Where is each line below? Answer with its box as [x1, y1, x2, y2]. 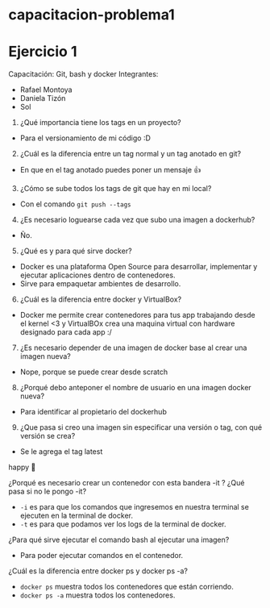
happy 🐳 [8, 462, 36, 473]
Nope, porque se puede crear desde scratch [19, 367, 168, 377]
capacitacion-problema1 [8, 6, 175, 24]
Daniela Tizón [19, 94, 66, 103]
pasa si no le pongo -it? [8, 486, 87, 497]
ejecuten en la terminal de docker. [19, 510, 133, 521]
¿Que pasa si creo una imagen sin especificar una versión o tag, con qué [19, 423, 263, 432]
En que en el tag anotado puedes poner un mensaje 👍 [19, 165, 201, 175]
